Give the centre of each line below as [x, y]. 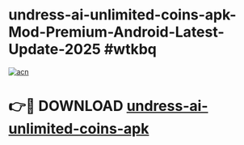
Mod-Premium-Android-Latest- [116, 32]
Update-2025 [55, 49]
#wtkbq [130, 49]
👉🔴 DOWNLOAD [66, 106]
